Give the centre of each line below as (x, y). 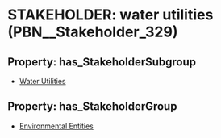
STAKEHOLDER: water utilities (110, 15)
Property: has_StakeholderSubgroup (102, 62)
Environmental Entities (56, 126)
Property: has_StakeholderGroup (92, 107)
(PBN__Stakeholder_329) (93, 32)
